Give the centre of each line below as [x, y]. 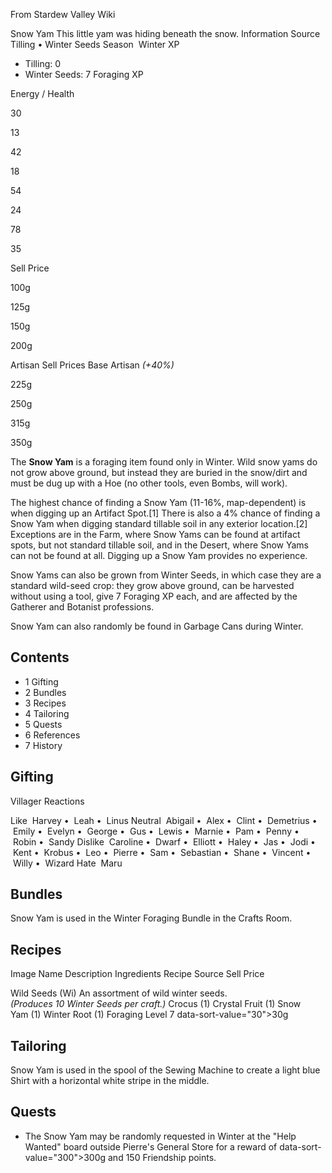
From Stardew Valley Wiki [63, 14]
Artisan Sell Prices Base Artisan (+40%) [92, 365]
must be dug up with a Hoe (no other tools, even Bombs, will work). [149, 483]
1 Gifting [41, 681]
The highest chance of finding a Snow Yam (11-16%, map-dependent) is [158, 502]
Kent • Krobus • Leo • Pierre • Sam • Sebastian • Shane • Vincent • [162, 852]
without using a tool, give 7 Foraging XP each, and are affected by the [154, 596]
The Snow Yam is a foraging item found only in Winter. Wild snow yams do [164, 462]
